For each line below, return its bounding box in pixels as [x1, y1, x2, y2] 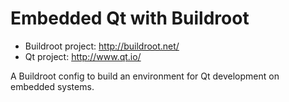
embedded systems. [10, 80, 95, 92]
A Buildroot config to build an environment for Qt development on [10, 70, 280, 82]
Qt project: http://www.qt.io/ [24, 50, 142, 62]
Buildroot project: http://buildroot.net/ [24, 40, 180, 52]
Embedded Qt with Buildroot [10, 7, 250, 30]
